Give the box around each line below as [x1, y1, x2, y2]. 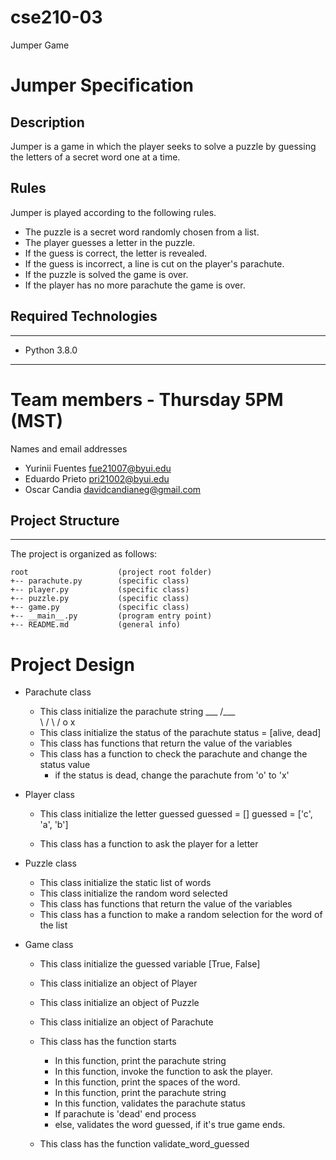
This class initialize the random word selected [39, 887, 228, 900]
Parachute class [24, 686, 92, 698]
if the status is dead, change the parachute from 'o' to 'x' [54, 769, 290, 781]
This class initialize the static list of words [39, 877, 212, 889]
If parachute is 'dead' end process [54, 1108, 197, 1120]
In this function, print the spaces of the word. [54, 1076, 241, 1088]
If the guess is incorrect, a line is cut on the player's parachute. [24, 257, 285, 270]
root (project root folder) [10, 567, 213, 578]
